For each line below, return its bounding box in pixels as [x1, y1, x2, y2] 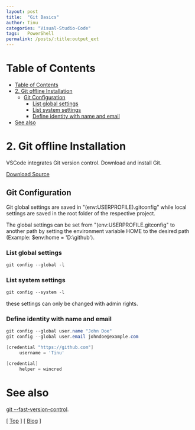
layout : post [6, 8, 38, 15]
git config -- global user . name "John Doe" [6, 328, 112, 334]
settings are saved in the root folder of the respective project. [6, 209, 155, 216]
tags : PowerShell [6, 31, 54, 37]
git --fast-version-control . [6, 406, 69, 413]
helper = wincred [19, 366, 62, 372]
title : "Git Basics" [6, 14, 60, 20]
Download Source [6, 170, 50, 177]
